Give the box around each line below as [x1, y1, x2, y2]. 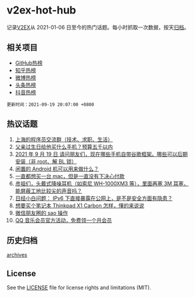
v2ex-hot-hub [6, 4, 77, 17]
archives [6, 251, 28, 259]
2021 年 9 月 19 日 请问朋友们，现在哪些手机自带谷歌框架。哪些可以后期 [15, 151, 188, 158]
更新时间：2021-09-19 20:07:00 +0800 [6, 101, 94, 108]
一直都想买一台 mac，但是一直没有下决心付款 [15, 172, 125, 179]
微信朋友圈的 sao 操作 [15, 209, 69, 216]
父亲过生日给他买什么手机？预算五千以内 [15, 143, 113, 150]
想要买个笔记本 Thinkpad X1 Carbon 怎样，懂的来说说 [15, 202, 145, 209]
